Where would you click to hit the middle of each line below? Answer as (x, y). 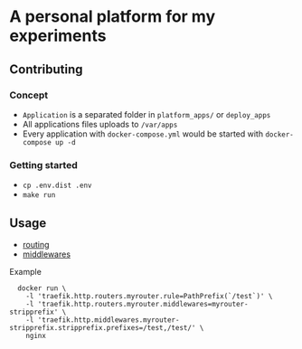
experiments (58, 36)
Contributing (46, 69)
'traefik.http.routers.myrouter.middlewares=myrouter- (143, 304)
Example (26, 271)
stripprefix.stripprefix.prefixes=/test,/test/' (103, 327)
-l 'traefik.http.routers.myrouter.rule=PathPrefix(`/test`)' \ (149, 296)
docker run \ (42, 288)
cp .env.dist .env (57, 186)
